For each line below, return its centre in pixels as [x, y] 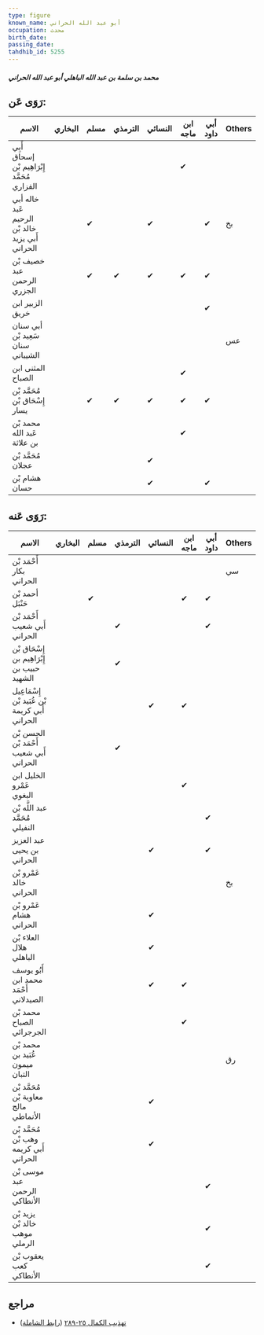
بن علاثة [26, 443]
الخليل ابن [29, 775]
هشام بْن [27, 478]
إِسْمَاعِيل [27, 691]
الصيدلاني [28, 999]
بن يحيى [26, 850]
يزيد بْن [24, 1214]
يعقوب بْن [28, 1256]
